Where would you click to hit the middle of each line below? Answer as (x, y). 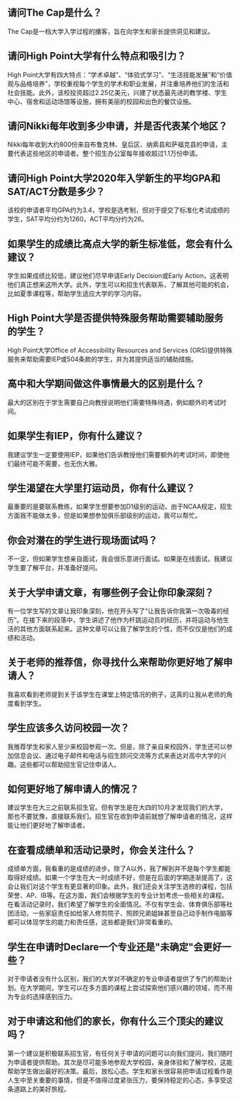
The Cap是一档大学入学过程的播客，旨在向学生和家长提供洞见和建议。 (111, 31)
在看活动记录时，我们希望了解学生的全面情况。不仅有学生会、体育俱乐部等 (117, 904)
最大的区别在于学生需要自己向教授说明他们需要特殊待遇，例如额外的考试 (114, 402)
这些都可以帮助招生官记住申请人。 (70, 764)
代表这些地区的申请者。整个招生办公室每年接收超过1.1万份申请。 (107, 154)
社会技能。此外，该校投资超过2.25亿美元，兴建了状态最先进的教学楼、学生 (117, 92)
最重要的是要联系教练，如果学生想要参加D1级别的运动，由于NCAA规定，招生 (120, 506)
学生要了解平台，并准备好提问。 (54, 568)
